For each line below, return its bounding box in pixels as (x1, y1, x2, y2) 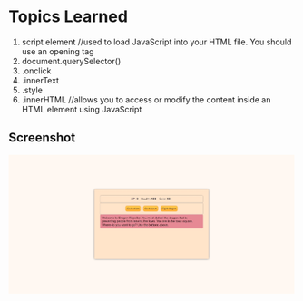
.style (21, 84, 43, 95)
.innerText (21, 74, 60, 85)
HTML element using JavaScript (21, 103, 142, 114)
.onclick (21, 65, 52, 76)
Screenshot (8, 130, 76, 146)
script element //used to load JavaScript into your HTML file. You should (21, 36, 292, 47)
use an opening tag (21, 45, 94, 56)
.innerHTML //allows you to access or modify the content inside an (21, 93, 271, 105)
